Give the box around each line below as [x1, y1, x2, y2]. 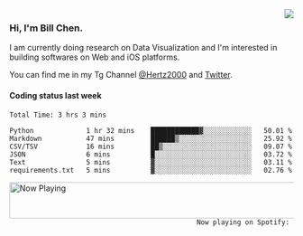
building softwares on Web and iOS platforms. [9, 52, 180, 62]
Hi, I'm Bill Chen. [9, 22, 84, 34]
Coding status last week [9, 90, 102, 100]
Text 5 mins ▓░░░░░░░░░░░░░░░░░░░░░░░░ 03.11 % [9, 157, 293, 166]
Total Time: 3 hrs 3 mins [9, 110, 106, 119]
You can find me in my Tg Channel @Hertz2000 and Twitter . [9, 70, 233, 80]
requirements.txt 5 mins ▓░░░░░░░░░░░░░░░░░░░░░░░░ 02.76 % [9, 165, 293, 175]
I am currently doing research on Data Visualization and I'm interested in [9, 42, 278, 53]
